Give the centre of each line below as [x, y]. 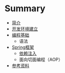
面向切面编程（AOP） [41, 59]
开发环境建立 [25, 29]
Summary [25, 9]
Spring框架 [23, 47]
